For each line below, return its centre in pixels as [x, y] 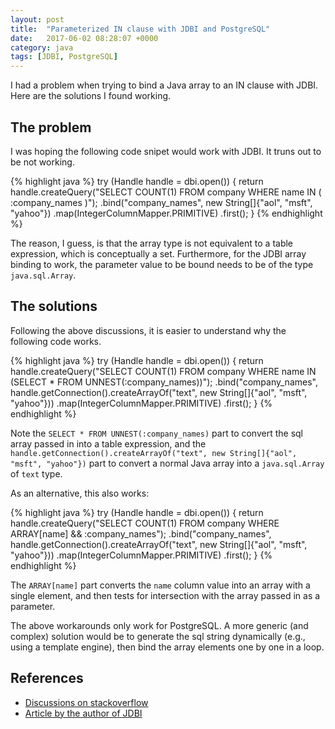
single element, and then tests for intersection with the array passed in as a [165, 595]
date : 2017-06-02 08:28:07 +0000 [84, 38]
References [47, 678]
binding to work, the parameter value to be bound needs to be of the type [162, 264]
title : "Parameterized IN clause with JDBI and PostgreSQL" [140, 29]
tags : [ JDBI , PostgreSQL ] [64, 57]
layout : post [37, 19]
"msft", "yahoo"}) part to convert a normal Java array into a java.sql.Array [167, 463]
